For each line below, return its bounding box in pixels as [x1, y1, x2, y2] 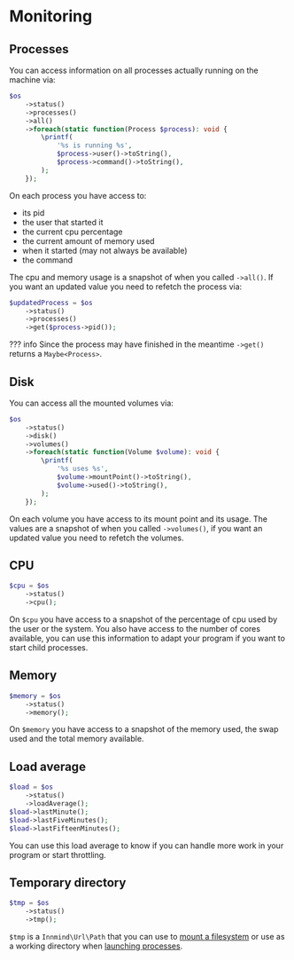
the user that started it [21, 216, 104, 227]
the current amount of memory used [21, 235, 155, 246]
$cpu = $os [9, 581, 50, 591]
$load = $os [9, 783, 53, 791]
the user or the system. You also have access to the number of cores [9, 624, 261, 633]
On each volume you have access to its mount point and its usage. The [9, 513, 268, 524]
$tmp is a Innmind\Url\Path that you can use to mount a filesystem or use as [9, 931, 285, 941]
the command [21, 255, 73, 265]
